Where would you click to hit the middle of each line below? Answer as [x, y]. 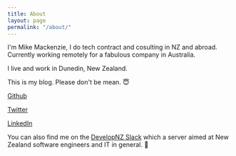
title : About [27, 14]
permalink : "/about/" [40, 27]
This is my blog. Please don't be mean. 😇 [68, 82]
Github [17, 96]
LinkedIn [20, 123]
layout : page [27, 21]
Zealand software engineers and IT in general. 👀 [78, 145]
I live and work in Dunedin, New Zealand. [68, 69]
